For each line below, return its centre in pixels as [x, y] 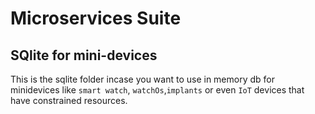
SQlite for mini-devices [84, 55]
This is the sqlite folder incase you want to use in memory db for [142, 79]
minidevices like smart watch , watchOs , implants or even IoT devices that [157, 90]
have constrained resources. [69, 100]
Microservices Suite [96, 18]
